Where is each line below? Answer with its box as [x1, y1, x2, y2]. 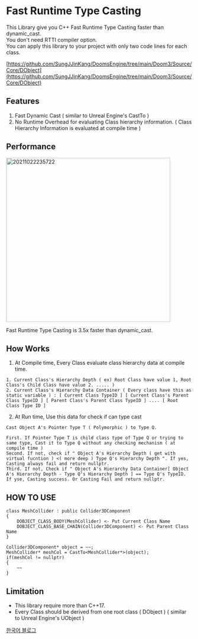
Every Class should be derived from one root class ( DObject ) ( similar [14, 608, 187, 615]
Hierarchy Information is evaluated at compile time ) [14, 124, 141, 131]
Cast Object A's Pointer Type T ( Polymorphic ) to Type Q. [6, 424, 158, 431]
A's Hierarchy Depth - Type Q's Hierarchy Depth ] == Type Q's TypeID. [6, 471, 186, 477]
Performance [6, 142, 56, 152]
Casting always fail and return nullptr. [6, 461, 110, 467]
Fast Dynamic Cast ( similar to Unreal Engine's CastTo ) [14, 112, 150, 119]
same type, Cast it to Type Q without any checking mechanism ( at [6, 440, 176, 446]
